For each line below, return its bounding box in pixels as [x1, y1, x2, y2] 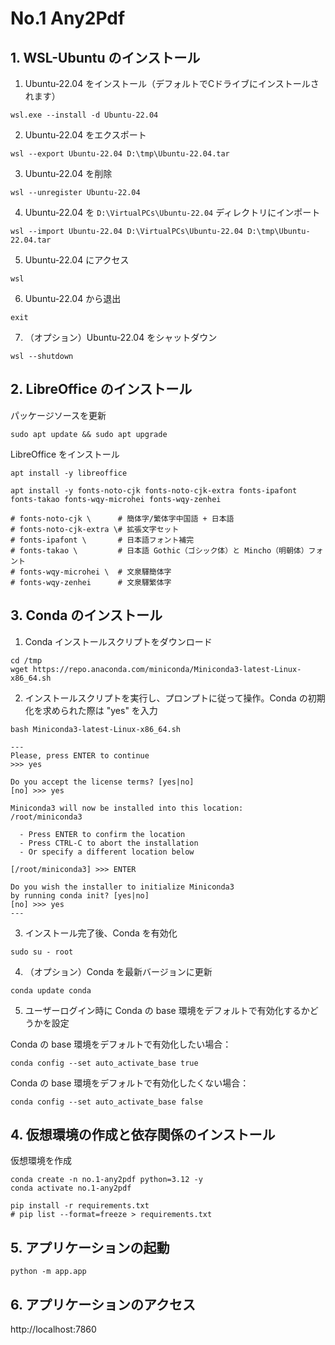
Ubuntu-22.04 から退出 [24, 293, 122, 304]
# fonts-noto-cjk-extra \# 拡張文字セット [10, 524, 180, 534]
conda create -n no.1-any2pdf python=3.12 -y [10, 1175, 203, 1185]
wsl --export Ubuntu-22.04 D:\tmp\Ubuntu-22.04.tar [10, 149, 230, 159]
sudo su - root [10, 947, 74, 957]
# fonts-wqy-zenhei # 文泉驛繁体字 [10, 577, 172, 587]
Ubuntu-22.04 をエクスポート [24, 129, 147, 141]
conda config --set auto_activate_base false [10, 1097, 203, 1107]
